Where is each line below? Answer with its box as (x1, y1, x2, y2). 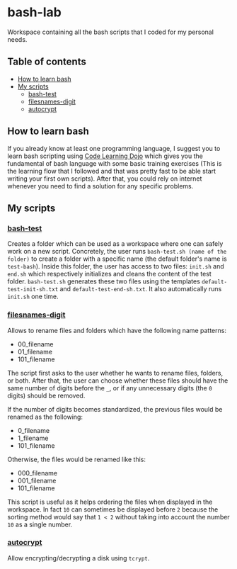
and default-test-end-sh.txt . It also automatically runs (59, 285, 222, 293)
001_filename (17, 476, 57, 485)
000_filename (17, 468, 58, 477)
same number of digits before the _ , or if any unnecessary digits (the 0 (7, 383, 212, 392)
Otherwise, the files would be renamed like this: (7, 455, 146, 463)
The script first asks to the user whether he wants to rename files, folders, (7, 368, 224, 377)
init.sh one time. (7, 292, 59, 301)
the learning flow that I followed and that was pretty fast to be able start (7, 167, 216, 175)
